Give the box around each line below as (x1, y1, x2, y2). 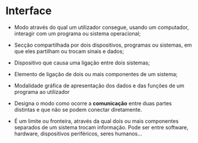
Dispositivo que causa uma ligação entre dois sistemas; (14, 59, 150, 66)
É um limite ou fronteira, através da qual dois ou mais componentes (14, 117, 179, 125)
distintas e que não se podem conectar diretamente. (14, 106, 142, 113)
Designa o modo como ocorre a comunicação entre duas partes (14, 99, 173, 107)
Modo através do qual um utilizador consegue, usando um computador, (14, 24, 189, 31)
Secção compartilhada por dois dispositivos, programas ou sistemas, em (14, 41, 192, 48)
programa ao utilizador (14, 88, 70, 95)
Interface (5, 4, 52, 18)
